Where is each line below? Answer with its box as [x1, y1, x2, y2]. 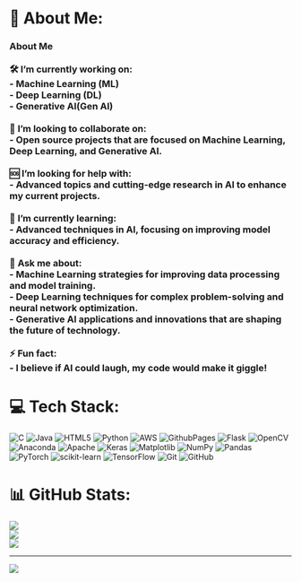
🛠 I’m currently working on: [9, 63, 133, 75]
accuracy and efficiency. [9, 235, 120, 248]
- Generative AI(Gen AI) [9, 100, 114, 113]
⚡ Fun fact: [9, 347, 57, 360]
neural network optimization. [9, 302, 139, 315]
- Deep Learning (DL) [9, 89, 102, 101]
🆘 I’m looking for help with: [9, 168, 133, 180]
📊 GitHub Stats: [9, 484, 132, 505]
